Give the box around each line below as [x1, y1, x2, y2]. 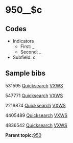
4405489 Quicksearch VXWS [5, 112, 68, 118]
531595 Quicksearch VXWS [5, 82, 63, 88]
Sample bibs [5, 69, 46, 78]
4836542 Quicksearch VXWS [5, 122, 67, 128]
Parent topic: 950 [5, 132, 42, 138]
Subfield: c [12, 54, 36, 60]
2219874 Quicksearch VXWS [5, 102, 66, 108]
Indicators [12, 38, 34, 44]
